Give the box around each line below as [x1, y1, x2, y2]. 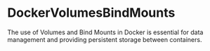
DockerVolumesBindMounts [7, 5, 176, 21]
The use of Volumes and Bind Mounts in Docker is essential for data [7, 28, 204, 36]
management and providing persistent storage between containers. [7, 35, 202, 43]
